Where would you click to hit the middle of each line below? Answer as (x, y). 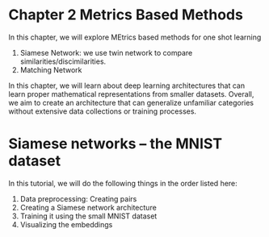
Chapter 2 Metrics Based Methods (126, 15)
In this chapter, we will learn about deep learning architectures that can (126, 85)
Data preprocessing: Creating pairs (78, 198)
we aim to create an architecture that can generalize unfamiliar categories (131, 102)
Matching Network (51, 69)
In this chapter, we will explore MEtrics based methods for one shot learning (135, 37)
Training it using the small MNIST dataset (88, 216)
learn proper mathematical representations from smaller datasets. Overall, (131, 94)
